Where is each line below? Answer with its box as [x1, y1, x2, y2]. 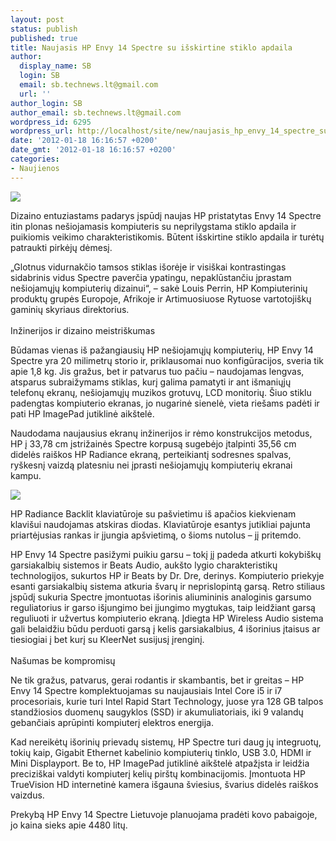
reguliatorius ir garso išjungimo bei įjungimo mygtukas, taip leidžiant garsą [10, 601, 316, 613]
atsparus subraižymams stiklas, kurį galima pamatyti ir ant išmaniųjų [10, 376, 292, 388]
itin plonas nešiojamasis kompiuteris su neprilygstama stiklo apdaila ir [10, 220, 297, 232]
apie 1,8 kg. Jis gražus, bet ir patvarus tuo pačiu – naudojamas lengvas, [10, 365, 305, 377]
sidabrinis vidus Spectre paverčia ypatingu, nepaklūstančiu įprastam [10, 271, 292, 283]
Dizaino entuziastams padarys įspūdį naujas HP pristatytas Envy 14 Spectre [10, 209, 322, 221]
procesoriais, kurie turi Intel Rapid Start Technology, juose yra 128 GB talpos [10, 695, 324, 707]
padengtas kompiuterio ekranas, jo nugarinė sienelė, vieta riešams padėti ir [10, 397, 320, 409]
